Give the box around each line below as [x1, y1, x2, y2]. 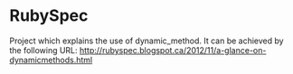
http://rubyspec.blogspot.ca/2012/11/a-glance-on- [80, 44, 267, 55]
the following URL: [9, 44, 79, 55]
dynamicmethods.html [9, 54, 93, 65]
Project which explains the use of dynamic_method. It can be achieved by [9, 35, 284, 46]
